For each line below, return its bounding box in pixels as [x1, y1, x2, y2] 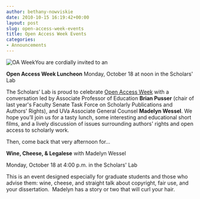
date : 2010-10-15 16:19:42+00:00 [6, 14, 90, 20]
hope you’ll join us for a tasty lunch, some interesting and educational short [6, 113, 192, 120]
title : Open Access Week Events [6, 31, 87, 37]
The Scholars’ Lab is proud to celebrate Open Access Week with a [6, 88, 169, 95]
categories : [6, 37, 36, 43]
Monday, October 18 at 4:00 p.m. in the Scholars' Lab [6, 161, 138, 168]
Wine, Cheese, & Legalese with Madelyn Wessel [6, 149, 127, 156]
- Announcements [6, 43, 47, 49]
